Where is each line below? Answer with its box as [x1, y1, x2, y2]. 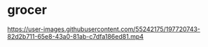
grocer [7, 2, 48, 18]
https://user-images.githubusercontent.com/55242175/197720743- [7, 25, 201, 33]
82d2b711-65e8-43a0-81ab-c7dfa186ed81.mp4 [7, 32, 144, 40]
